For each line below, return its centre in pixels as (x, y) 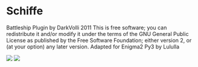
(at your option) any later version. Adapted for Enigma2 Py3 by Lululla (93, 47)
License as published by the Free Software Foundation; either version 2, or (99, 40)
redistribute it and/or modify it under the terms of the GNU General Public (97, 33)
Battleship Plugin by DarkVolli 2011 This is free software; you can (87, 28)
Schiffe (25, 11)
